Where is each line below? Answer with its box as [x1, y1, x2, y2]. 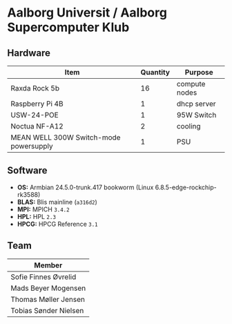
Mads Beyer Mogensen [10, 283, 86, 293]
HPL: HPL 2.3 [17, 212, 57, 220]
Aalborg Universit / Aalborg [7, 5, 168, 21]
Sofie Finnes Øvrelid [10, 271, 77, 281]
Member [34, 260, 63, 270]
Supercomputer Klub [7, 19, 130, 35]
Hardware [7, 47, 50, 59]
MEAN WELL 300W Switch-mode [10, 133, 121, 142]
